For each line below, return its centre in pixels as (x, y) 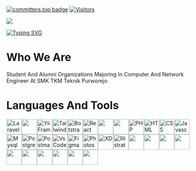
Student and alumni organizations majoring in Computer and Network (95, 74)
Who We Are (39, 57)
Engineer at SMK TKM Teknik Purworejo (57, 81)
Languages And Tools (63, 105)
